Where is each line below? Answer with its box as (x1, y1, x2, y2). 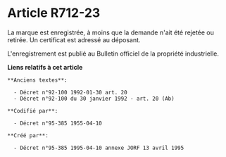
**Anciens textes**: (7, 76, 68, 84)
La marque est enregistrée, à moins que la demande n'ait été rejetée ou (7, 28, 215, 37)
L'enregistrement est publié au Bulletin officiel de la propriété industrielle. (7, 49, 220, 58)
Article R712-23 (7, 5, 101, 21)
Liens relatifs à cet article (7, 63, 83, 71)
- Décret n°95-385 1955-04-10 (13, 120, 102, 127)
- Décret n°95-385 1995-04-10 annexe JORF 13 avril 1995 (13, 144, 184, 151)
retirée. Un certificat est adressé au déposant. (7, 35, 141, 44)
